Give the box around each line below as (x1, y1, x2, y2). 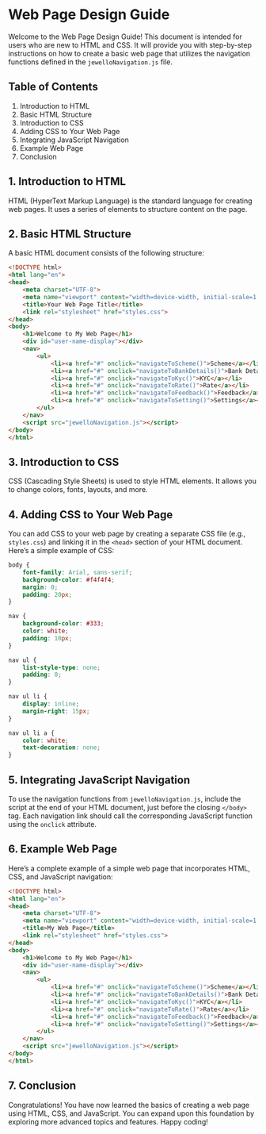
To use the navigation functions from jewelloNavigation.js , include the (8, 794, 241, 803)
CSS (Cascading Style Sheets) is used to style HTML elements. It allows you (8, 476, 257, 486)
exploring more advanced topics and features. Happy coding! (8, 1117, 208, 1126)
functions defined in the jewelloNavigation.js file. (8, 57, 173, 67)
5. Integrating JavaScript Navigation (8, 773, 191, 786)
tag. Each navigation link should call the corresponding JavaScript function (8, 811, 253, 821)
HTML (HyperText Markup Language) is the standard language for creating (8, 196, 253, 206)
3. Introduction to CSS (8, 455, 120, 469)
